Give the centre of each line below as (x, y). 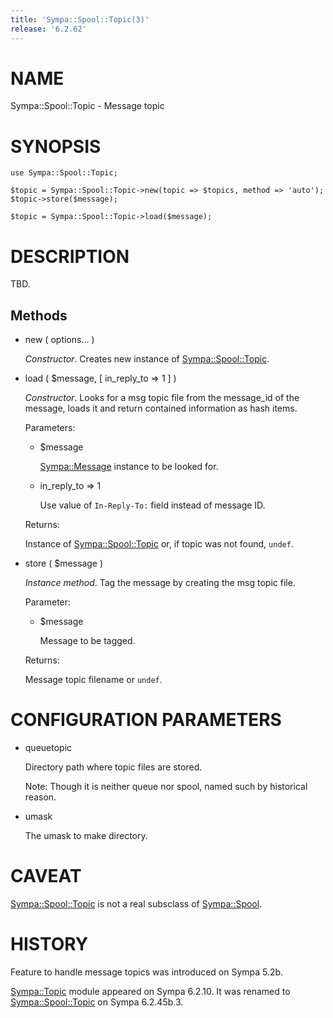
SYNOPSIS (56, 146)
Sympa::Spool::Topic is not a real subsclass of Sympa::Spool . (136, 904)
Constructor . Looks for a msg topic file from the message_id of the (162, 398)
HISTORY (49, 944)
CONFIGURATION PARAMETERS (146, 720)
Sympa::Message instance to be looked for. (129, 467)
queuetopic (48, 748)
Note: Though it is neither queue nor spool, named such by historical (166, 787)
